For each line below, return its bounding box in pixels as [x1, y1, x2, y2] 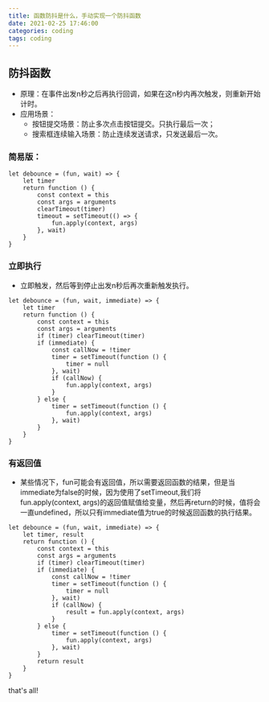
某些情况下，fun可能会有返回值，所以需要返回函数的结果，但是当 [19, 477, 235, 487]
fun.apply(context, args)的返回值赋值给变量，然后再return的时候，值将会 [19, 497, 261, 507]
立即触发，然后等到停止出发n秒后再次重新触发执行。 [19, 280, 194, 290]
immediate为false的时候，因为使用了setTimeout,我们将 [19, 487, 202, 497]
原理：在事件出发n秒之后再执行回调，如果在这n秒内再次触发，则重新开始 [19, 89, 261, 99]
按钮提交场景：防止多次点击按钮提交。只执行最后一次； [31, 119, 215, 129]
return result [37, 657, 84, 665]
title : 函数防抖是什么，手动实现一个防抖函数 [8, 11, 142, 20]
